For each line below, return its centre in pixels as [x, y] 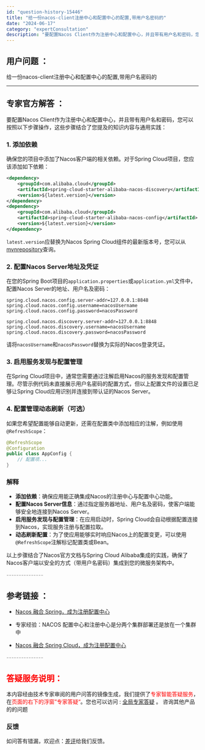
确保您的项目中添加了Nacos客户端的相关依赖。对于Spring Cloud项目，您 [98, 159]
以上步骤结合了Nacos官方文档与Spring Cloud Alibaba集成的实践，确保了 [97, 555]
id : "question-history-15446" [45, 12]
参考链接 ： [27, 596]
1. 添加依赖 [22, 144]
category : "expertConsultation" [47, 29]
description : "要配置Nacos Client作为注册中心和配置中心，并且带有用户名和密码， [101, 35]
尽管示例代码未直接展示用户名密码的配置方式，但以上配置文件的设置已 [105, 384]
